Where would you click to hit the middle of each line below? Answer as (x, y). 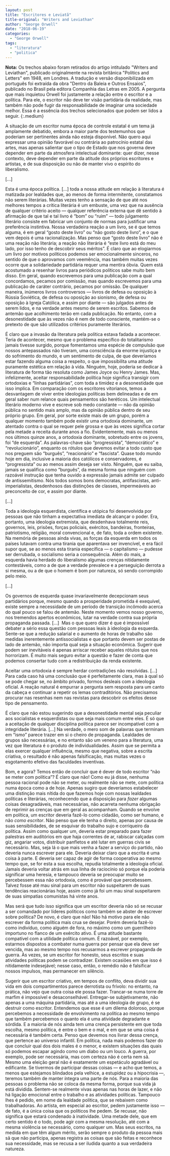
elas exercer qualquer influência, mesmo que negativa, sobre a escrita (79, 751)
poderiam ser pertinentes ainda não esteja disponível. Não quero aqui (78, 137)
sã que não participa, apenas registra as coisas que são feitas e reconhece (84, 1138)
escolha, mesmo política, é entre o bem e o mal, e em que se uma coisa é (82, 1030)
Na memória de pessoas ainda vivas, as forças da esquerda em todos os (81, 538)
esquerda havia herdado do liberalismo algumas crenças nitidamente (77, 560)
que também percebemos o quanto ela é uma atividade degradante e (78, 1019)
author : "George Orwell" (31, 24)
